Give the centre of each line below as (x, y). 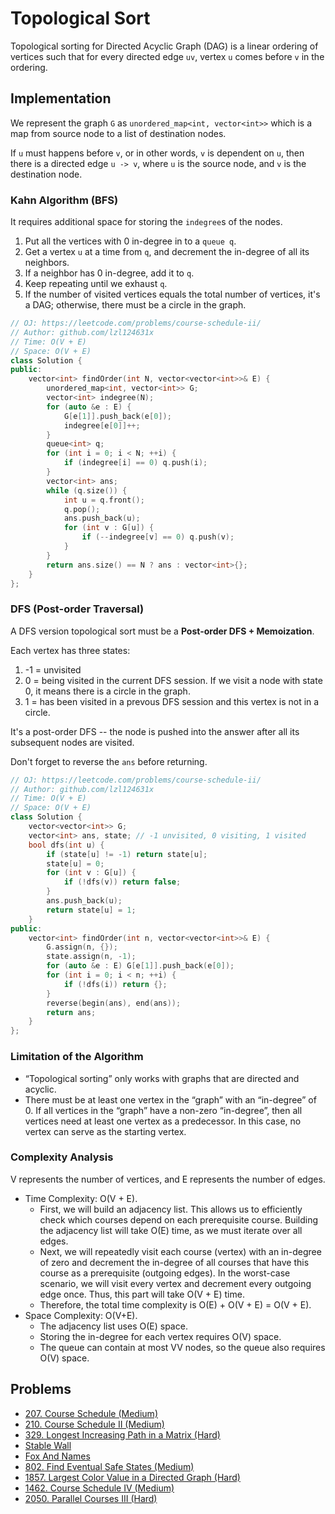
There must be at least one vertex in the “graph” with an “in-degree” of (170, 1099)
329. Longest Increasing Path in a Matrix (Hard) (122, 1434)
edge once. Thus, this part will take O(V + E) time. (142, 1294)
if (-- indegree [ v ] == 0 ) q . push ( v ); (158, 537)
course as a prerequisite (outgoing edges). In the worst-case (165, 1273)
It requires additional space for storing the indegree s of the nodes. (146, 222)
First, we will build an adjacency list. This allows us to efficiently (171, 1209)
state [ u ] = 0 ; (75, 863)
